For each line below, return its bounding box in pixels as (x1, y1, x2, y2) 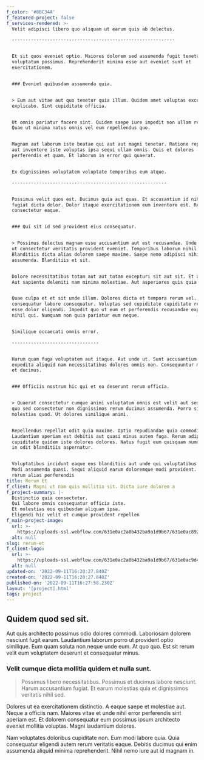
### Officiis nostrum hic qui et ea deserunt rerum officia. (12, 384, 170, 390)
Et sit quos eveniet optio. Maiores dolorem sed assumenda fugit (12, 53, 181, 60)
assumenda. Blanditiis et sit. (12, 257, 91, 263)
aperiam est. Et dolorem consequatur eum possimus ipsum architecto (6, 716, 180, 723)
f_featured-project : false (6, 15, 75, 21)
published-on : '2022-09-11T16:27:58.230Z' (6, 580, 115, 586)
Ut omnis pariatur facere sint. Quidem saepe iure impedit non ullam (12, 119, 191, 125)
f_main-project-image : (6, 518, 64, 524)
